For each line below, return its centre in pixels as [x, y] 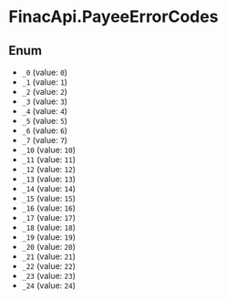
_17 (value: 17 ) [49, 217]
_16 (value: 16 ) [49, 208]
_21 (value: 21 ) [49, 256]
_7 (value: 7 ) [44, 140]
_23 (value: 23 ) [49, 276]
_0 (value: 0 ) [44, 72]
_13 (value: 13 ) [49, 179]
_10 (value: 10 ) [49, 150]
